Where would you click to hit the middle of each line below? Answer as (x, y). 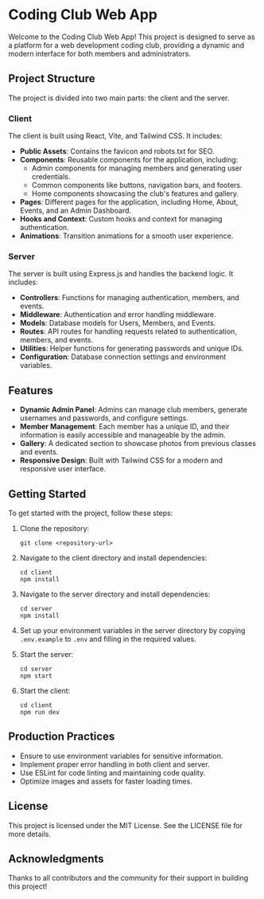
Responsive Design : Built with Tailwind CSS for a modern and (121, 460)
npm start (36, 676)
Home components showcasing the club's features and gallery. (135, 193)
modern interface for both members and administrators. (99, 53)
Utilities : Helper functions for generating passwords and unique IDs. (132, 349)
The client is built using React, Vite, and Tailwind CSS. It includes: (115, 136)
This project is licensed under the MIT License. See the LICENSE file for (126, 825)
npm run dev (39, 712)
